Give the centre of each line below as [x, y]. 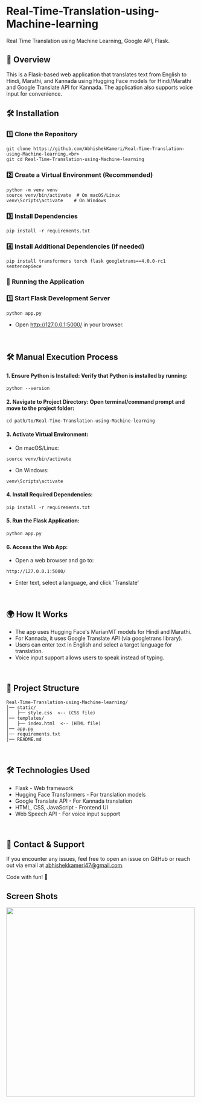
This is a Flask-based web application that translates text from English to [97, 74]
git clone [19, 149]
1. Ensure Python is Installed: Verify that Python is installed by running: [97, 375]
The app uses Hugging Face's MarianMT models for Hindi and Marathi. [103, 631]
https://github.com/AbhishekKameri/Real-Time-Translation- [109, 149]
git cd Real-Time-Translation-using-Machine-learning [75, 160]
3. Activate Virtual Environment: [47, 434]
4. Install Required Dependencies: [49, 495]
